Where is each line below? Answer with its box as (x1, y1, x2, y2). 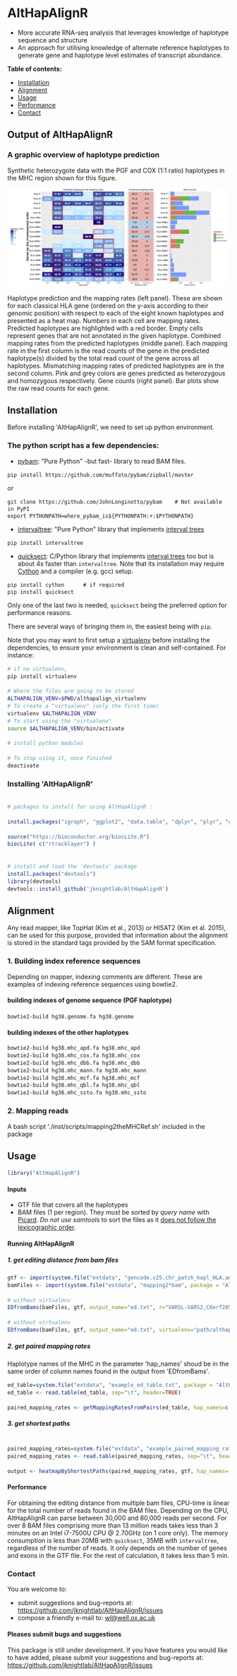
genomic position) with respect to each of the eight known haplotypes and (7, 309, 224, 317)
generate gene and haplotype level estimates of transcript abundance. (17, 51, 222, 59)
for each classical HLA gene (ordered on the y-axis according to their (7, 301, 209, 310)
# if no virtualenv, (7, 665, 68, 672)
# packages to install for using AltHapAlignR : (7, 804, 153, 811)
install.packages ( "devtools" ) (7, 870, 97, 877)
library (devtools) (7, 878, 61, 885)
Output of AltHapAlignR (7, 129, 114, 141)
